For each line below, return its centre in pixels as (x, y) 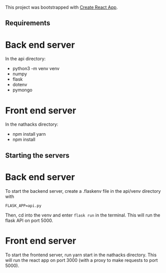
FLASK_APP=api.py (23, 206)
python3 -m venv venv (36, 69)
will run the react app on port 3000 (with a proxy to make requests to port (81, 260)
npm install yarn (29, 134)
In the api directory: (26, 59)
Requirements (28, 23)
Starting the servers (37, 155)
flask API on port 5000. (29, 220)
